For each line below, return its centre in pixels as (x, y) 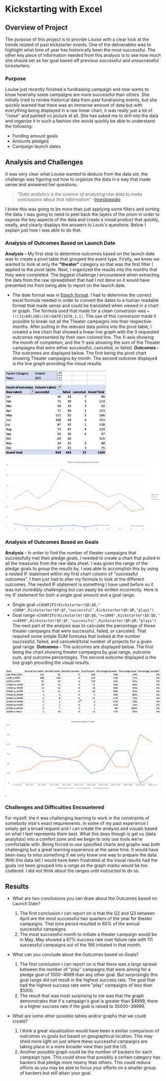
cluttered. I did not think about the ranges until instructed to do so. (72, 871)
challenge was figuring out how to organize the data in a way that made (78, 179)
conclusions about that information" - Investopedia (69, 200)
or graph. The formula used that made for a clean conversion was (79, 311)
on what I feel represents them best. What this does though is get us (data (81, 834)
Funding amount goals (35, 136)
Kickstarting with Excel (54, 9)
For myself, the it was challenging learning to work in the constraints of (77, 818)
